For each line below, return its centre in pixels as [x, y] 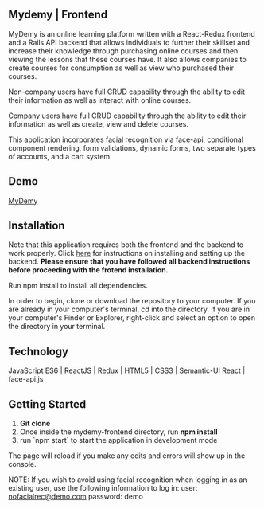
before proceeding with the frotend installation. [88, 270]
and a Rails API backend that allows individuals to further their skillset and [129, 42]
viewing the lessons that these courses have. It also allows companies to [127, 59]
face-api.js [26, 379]
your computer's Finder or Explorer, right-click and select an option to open [132, 318]
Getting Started [47, 404]
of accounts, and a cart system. [60, 156]
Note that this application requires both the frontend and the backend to [126, 245]
